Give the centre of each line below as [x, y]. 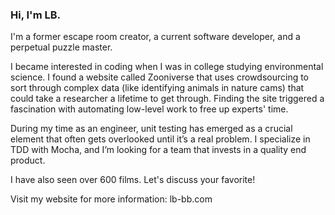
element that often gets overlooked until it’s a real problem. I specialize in [160, 139]
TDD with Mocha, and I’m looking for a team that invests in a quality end [158, 150]
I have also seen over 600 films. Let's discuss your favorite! [133, 180]
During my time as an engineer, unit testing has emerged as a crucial [151, 129]
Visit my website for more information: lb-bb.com [111, 199]
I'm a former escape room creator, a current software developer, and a [155, 37]
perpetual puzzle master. [61, 47]
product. [28, 160]
